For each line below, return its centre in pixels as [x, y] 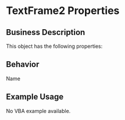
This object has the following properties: [54, 46]
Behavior [23, 64]
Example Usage [35, 97]
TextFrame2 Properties [63, 11]
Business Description [46, 32]
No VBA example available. [38, 111]
